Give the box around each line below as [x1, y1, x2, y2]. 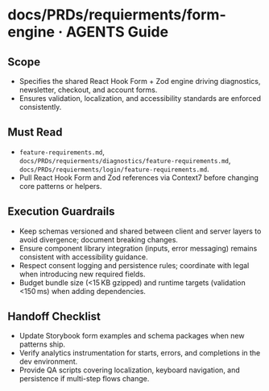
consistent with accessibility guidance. [19, 252, 148, 262]
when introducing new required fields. [19, 269, 146, 279]
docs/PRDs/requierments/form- [7, 6, 226, 24]
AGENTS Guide [66, 23, 169, 41]
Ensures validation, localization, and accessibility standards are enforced [19, 94, 262, 103]
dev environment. [19, 357, 78, 367]
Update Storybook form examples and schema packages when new [19, 331, 245, 341]
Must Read [7, 125, 63, 139]
